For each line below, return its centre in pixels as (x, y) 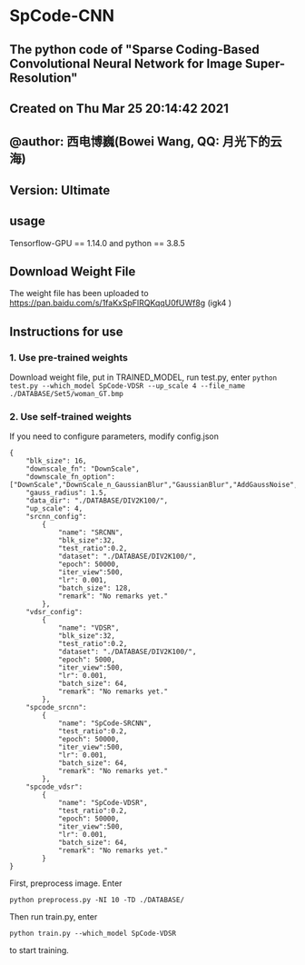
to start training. (39, 950)
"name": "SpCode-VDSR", (103, 803)
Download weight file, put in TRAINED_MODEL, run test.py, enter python (143, 377)
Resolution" (44, 78)
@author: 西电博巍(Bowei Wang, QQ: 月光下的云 (146, 142)
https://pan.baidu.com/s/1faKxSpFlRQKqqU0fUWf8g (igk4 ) (121, 303)
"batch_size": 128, (94, 588)
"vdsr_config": (54, 612)
